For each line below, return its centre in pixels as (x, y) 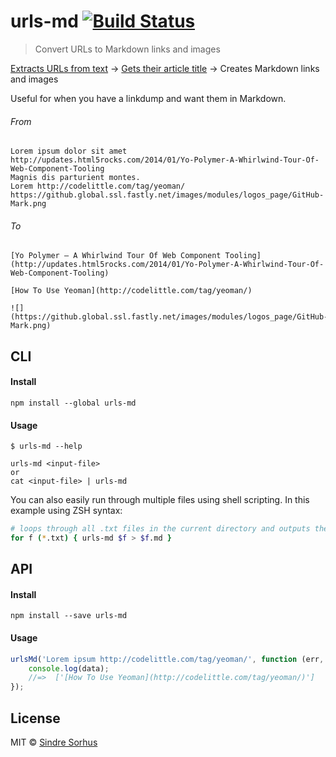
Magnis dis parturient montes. (75, 178)
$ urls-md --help (46, 446)
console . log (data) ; (69, 668)
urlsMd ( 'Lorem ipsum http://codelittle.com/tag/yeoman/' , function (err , (167, 659)
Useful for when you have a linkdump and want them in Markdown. (148, 98)
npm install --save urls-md (69, 616)
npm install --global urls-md (73, 403)
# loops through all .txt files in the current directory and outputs (160, 529)
